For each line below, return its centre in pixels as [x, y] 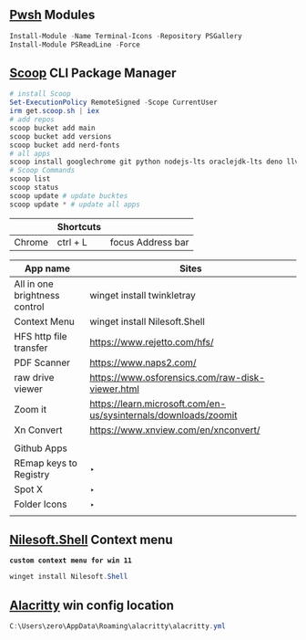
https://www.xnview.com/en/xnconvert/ [175, 430]
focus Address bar [149, 242]
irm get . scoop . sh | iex [55, 111]
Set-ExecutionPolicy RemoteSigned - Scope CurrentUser [114, 103]
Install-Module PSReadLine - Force [75, 45]
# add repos [32, 120]
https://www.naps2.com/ [143, 362]
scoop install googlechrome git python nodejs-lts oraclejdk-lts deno [146, 162]
